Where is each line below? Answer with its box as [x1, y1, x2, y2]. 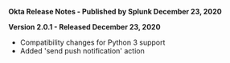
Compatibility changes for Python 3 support [19, 37, 166, 47]
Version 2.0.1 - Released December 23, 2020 [8, 22, 161, 31]
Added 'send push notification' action [19, 46, 145, 55]
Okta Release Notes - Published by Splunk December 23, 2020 [8, 7, 223, 16]
